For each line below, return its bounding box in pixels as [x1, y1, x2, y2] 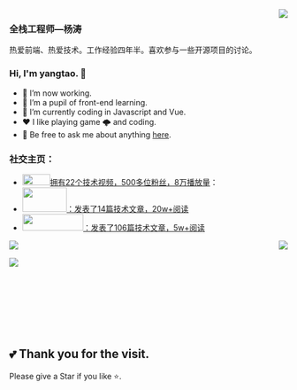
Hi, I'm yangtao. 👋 [9, 67, 87, 80]
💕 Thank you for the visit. [9, 347, 150, 362]
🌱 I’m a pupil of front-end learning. [21, 97, 148, 107]
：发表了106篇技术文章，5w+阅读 [82, 222, 206, 233]
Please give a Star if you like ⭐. [9, 370, 122, 381]
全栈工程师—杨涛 [9, 22, 82, 35]
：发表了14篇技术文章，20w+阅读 [65, 203, 189, 214]
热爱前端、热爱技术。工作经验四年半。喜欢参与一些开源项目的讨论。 [9, 44, 257, 56]
